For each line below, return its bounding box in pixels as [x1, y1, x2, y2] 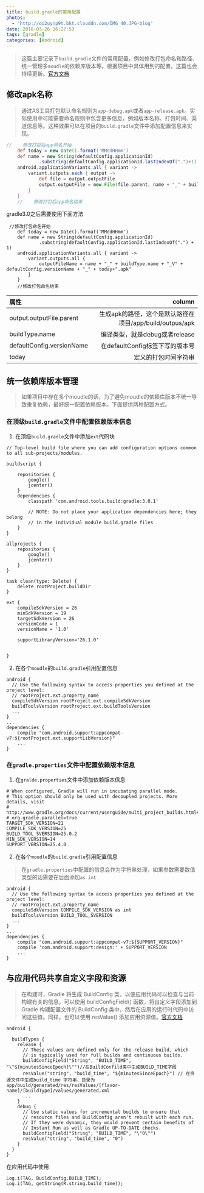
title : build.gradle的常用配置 [6, 9, 81, 15]
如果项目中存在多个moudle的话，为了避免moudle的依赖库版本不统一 [21, 393, 192, 401]
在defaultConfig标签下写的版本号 [101, 342, 195, 351]
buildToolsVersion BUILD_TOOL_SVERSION [12, 912, 113, 918]
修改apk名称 [6, 90, 53, 100]
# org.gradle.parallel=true [6, 814, 78, 821]
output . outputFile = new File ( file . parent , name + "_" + [38, 181, 186, 188]
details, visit [6, 799, 45, 805]
